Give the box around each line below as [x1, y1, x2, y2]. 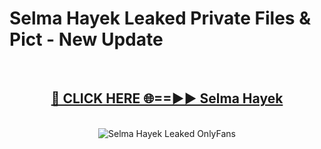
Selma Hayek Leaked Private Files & [9, 7, 311, 30]
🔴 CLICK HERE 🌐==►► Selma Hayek [50, 90, 284, 107]
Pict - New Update [9, 28, 164, 51]
